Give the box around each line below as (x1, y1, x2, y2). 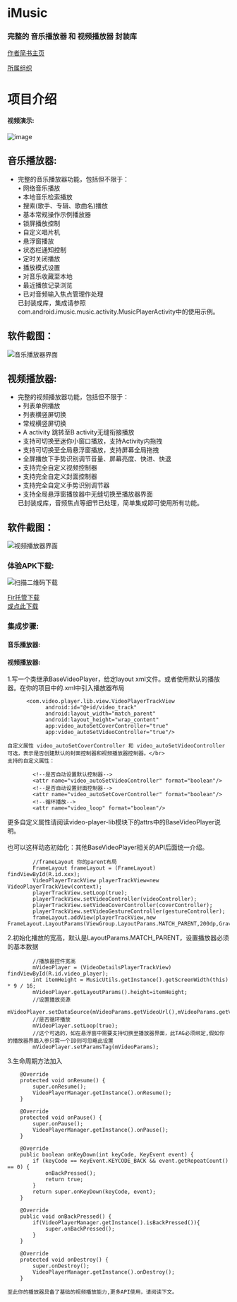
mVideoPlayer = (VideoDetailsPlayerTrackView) (32, 964, 172, 971)
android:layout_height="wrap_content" (44, 716, 159, 723)
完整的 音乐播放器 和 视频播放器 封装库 (7, 32, 138, 42)
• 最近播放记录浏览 (17, 280, 73, 289)
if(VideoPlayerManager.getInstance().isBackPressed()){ (32, 1219, 200, 1226)
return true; (44, 1176, 83, 1183)
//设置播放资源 (32, 996, 71, 1004)
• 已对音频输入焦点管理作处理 (17, 290, 104, 298)
